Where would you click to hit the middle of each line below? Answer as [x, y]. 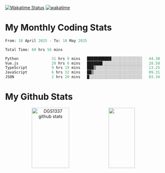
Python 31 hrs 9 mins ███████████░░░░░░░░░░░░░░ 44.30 [83, 59]
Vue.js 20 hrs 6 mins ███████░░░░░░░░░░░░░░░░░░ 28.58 [83, 63]
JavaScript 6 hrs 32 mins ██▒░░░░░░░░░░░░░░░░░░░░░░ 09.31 [83, 72]
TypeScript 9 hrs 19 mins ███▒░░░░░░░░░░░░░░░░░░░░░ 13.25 [83, 68]
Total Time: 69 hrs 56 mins [34, 49]
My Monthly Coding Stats [59, 28]
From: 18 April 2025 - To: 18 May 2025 [46, 41]
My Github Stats [39, 97]
